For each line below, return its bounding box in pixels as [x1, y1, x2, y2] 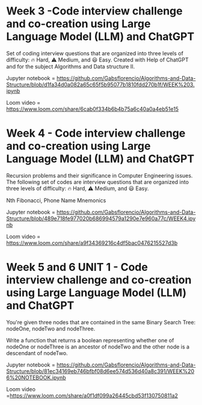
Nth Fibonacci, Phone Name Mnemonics [6, 197, 106, 204]
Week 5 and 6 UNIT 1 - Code [6, 261, 148, 274]
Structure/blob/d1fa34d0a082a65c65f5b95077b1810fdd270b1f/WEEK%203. [6, 81, 195, 88]
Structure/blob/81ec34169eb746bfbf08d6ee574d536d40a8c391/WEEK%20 [6, 367, 195, 374]
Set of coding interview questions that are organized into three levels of [6, 49, 183, 57]
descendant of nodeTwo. [6, 349, 68, 356]
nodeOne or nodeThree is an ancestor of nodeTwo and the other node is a [6, 343, 190, 350]
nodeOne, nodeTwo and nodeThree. [6, 325, 96, 332]
